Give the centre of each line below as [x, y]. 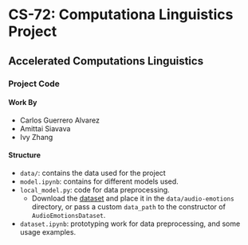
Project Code [34, 84]
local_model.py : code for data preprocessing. [94, 189]
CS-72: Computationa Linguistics [121, 15]
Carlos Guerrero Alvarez [59, 120]
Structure [25, 155]
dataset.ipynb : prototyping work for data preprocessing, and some [130, 224]
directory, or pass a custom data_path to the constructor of [128, 206]
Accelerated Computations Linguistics [106, 61]
